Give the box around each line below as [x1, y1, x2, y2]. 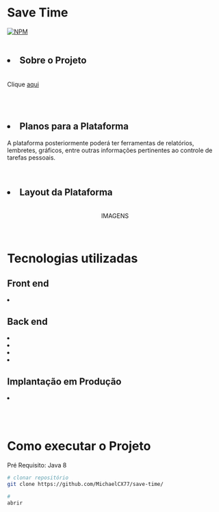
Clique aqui [7, 80, 40, 88]
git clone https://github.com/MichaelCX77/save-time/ [7, 480, 164, 487]
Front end [7, 278, 49, 289]
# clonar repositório [7, 474, 69, 481]
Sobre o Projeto [19, 55, 87, 66]
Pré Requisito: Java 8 [7, 461, 67, 469]
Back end [7, 315, 48, 327]
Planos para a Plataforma [19, 121, 129, 132]
